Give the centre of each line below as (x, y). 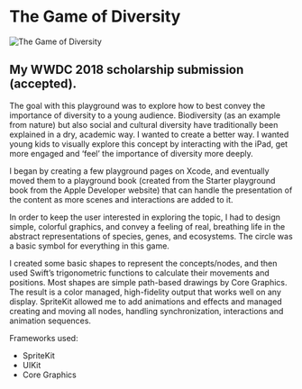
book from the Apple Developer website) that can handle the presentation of (151, 190)
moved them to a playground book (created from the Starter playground (142, 180)
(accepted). (43, 84)
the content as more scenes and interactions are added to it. (121, 199)
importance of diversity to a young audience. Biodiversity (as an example (145, 115)
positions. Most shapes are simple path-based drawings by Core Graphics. (148, 282)
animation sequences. (50, 321)
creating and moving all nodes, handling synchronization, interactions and (146, 311)
